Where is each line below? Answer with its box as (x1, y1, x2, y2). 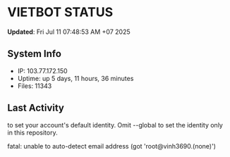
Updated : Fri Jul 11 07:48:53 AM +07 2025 (7, 27, 131, 36)
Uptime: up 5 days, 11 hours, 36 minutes (17, 74, 134, 82)
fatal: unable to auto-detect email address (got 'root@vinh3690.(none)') (7, 142, 217, 150)
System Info (7, 48, 62, 60)
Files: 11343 (17, 82, 52, 90)
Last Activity (7, 102, 65, 114)
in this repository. (7, 128, 58, 137)
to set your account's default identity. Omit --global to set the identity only (7, 120, 224, 129)
